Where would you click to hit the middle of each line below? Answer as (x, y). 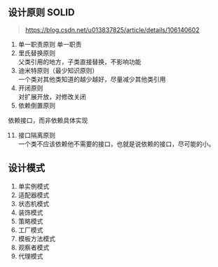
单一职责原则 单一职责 (50, 44)
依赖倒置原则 (36, 105)
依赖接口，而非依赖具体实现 (48, 120)
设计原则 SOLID (41, 13)
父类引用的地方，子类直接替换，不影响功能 (80, 62)
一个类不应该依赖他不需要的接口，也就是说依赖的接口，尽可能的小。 (116, 144)
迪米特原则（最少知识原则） (58, 70)
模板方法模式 (36, 238)
